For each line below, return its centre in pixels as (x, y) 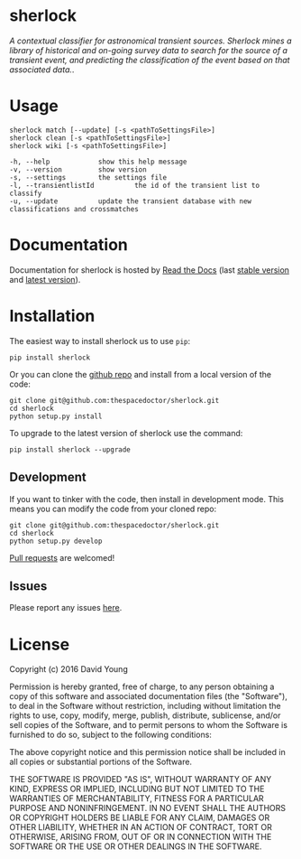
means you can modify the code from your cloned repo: (113, 509)
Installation (52, 316)
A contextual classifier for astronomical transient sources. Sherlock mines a (150, 41)
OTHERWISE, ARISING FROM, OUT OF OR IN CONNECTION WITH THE (141, 837)
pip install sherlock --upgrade (70, 449)
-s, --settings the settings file (88, 177)
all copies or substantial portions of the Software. (100, 762)
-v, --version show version (78, 169)
